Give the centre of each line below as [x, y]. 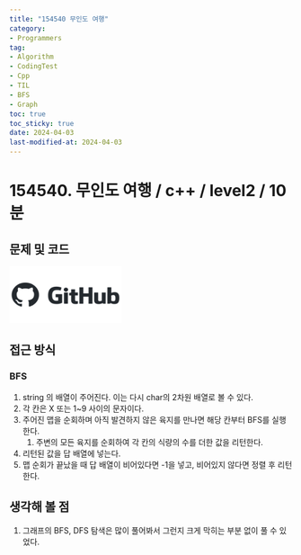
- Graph [24, 104]
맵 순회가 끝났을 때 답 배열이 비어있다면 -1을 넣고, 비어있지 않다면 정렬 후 [149, 464]
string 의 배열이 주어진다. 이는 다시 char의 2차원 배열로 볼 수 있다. [138, 397]
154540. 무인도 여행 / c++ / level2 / [137, 191]
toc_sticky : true [42, 123]
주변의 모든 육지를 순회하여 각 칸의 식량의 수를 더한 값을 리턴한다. [149, 442]
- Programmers [36, 38]
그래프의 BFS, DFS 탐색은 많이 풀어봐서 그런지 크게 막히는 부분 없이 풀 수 [150, 530]
